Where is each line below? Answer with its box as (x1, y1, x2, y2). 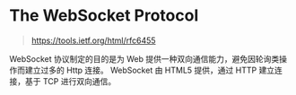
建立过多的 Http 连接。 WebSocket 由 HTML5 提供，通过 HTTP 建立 (24, 65, 275, 75)
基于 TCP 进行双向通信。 (24, 75, 117, 86)
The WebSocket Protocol (9, 5, 199, 26)
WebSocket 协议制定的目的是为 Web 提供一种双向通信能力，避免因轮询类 (9, 53, 280, 64)
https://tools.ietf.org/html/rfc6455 (30, 35, 156, 46)
